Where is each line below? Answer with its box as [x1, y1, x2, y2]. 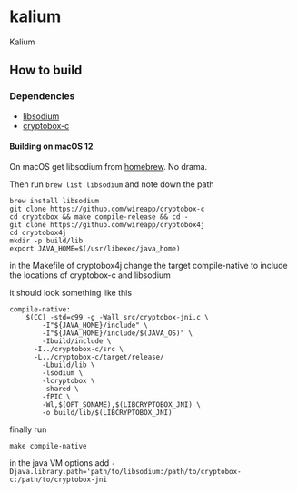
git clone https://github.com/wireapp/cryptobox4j [9, 220, 205, 229]
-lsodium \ [42, 368, 84, 378]
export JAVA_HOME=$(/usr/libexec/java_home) [9, 243, 181, 253]
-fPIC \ [42, 392, 71, 401]
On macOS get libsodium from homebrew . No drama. [9, 161, 208, 172]
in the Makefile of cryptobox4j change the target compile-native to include [9, 260, 288, 271]
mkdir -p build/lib [9, 236, 84, 245]
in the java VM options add [9, 457, 110, 468]
